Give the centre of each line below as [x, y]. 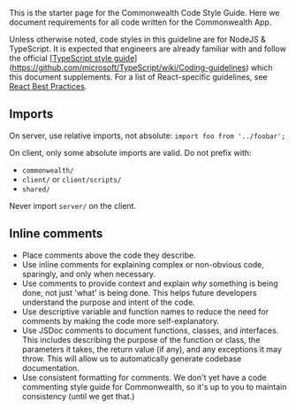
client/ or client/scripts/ [72, 179]
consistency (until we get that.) [78, 396]
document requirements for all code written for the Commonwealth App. [140, 22]
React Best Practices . [48, 86]
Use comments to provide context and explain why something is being [150, 283]
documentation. [50, 367]
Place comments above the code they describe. [109, 255]
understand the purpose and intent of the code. [109, 302]
